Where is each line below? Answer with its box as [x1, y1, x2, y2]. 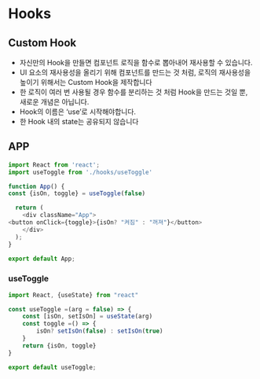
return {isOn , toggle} [22, 341, 97, 350]
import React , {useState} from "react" [8, 291, 139, 299]
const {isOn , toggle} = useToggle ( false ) [8, 189, 146, 197]
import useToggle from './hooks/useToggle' [8, 168, 153, 176]
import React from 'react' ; [8, 160, 101, 169]
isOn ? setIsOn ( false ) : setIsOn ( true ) [36, 327, 163, 335]
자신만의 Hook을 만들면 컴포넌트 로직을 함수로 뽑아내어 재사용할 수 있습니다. [19, 58, 253, 67]
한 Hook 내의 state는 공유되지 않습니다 [19, 117, 139, 126]
